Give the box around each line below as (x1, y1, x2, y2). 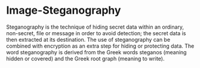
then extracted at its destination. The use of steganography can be (6, 36, 171, 43)
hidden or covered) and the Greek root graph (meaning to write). (6, 55, 165, 62)
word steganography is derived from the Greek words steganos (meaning (6, 48, 187, 55)
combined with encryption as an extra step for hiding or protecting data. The (6, 42, 195, 50)
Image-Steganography (6, 4, 121, 17)
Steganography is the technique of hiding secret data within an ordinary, (6, 23, 184, 30)
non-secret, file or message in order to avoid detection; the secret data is (6, 29, 186, 36)
